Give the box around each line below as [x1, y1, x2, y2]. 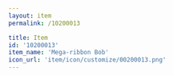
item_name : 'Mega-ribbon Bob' [8, 49, 110, 57]
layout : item [8, 11, 52, 20]
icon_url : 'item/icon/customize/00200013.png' [8, 56, 167, 64]
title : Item [8, 34, 48, 42]
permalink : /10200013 [8, 19, 81, 27]
